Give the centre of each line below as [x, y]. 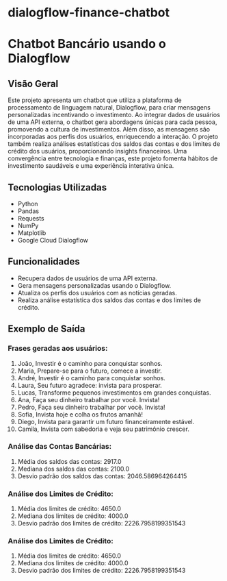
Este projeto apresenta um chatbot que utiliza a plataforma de [95, 100]
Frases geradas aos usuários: [58, 349]
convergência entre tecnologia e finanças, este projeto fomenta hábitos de [113, 158]
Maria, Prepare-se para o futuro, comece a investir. [90, 371]
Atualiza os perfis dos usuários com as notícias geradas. [97, 293]
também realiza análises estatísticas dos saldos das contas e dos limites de [114, 144]
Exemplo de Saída [46, 329]
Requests [31, 218]
